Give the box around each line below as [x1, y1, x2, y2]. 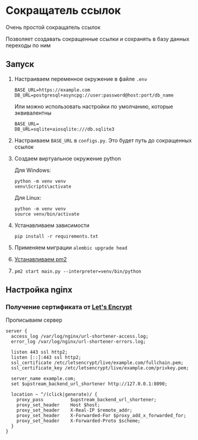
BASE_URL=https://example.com [14, 87, 91, 93]
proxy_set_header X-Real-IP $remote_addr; [16, 407, 133, 413]
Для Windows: [14, 167, 52, 174]
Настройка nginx [5, 285, 73, 295]
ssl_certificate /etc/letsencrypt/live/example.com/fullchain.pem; [11, 360, 184, 366]
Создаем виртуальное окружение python [14, 155, 122, 162]
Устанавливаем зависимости [14, 222, 90, 229]
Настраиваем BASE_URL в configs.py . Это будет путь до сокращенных [14, 136, 192, 144]
